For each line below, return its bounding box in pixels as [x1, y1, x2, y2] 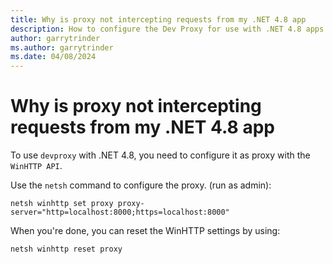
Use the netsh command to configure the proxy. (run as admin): [10, 179, 272, 191]
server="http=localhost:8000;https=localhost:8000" [10, 207, 230, 218]
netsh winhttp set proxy [10, 199, 114, 209]
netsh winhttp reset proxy [10, 244, 123, 255]
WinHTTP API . [10, 160, 63, 172]
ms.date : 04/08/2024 [10, 52, 97, 62]
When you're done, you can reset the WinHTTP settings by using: [10, 225, 281, 237]
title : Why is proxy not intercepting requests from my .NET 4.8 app [10, 14, 307, 25]
